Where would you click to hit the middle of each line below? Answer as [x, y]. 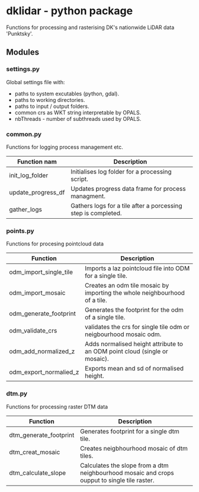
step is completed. [97, 213]
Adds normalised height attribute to [134, 344]
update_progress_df [37, 192]
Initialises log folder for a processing [121, 171]
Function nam [37, 161]
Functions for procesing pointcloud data [55, 244]
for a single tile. [106, 276]
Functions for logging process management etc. [65, 147]
